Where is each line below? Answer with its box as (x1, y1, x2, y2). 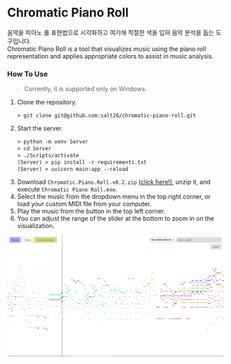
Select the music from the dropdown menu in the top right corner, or (16, 192, 211, 201)
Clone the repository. (16, 98, 77, 106)
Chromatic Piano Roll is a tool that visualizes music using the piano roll (7, 45, 206, 53)
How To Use (7, 69, 48, 78)
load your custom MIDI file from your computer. (16, 200, 152, 208)
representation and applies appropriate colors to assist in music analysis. (7, 52, 214, 60)
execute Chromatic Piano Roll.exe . (16, 185, 118, 194)
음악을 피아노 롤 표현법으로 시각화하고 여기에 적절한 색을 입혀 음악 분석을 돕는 (7, 28, 214, 36)
